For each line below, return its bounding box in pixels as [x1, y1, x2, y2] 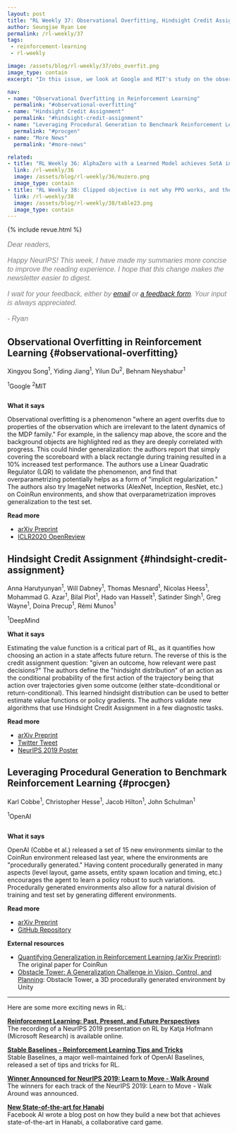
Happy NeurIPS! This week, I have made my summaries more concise [7, 256, 227, 265]
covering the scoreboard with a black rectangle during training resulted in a [7, 452, 226, 461]
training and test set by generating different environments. [7, 890, 177, 899]
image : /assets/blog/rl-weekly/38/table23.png [13, 199, 153, 207]
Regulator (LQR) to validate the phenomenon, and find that [7, 467, 177, 476]
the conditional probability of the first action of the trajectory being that [7, 673, 214, 682]
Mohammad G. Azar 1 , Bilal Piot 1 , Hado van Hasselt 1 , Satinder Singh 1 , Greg [7, 591, 221, 601]
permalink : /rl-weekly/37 [7, 30, 83, 37]
